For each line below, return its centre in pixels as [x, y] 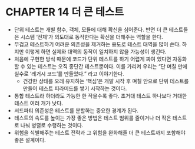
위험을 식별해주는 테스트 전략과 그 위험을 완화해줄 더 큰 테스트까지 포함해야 [100, 133]
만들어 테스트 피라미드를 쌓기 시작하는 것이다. [75, 88]
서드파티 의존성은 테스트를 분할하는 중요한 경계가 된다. [76, 110]
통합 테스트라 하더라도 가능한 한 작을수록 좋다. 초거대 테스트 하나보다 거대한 [100, 95]
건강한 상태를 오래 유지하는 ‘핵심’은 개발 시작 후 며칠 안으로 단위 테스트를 [106, 81]
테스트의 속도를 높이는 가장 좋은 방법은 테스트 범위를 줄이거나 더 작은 [92, 118]
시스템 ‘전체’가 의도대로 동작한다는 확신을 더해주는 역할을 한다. [92, 37]
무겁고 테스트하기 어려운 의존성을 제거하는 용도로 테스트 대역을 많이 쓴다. [97, 44]
